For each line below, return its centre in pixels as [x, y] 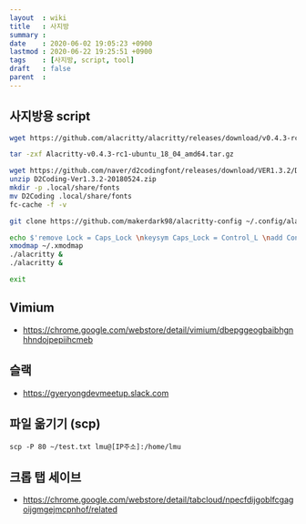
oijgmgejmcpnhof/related [70, 509]
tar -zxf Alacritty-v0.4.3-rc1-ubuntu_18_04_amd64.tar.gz [122, 154]
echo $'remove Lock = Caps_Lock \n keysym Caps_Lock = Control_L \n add [146, 238]
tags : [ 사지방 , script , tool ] [72, 60]
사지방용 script [50, 116]
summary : [28, 35]
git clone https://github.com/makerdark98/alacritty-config [126, 221]
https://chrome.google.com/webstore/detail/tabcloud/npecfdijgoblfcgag [158, 500]
